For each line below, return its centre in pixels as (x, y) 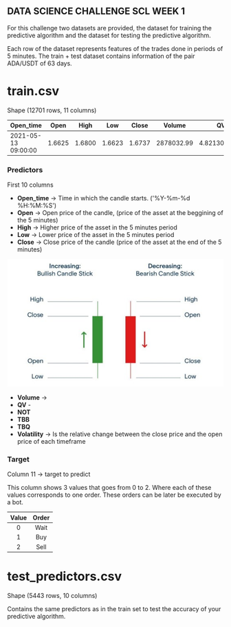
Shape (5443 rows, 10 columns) (52, 596)
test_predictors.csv (65, 576)
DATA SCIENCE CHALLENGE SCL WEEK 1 (96, 11)
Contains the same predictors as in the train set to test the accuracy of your (114, 609)
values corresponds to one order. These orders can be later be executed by (114, 495)
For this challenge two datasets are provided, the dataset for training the (109, 28)
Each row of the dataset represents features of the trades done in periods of (115, 48)
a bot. (15, 502)
